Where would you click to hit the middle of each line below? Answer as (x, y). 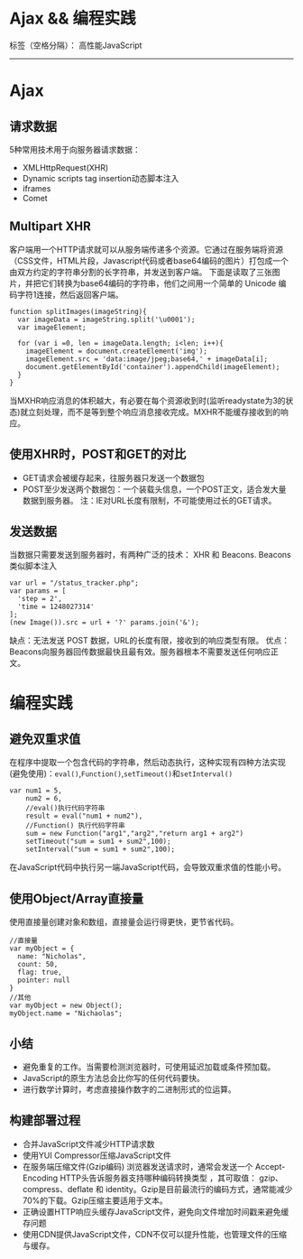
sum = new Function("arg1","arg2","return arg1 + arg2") (135, 834)
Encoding (40, 1178)
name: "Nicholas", (52, 957)
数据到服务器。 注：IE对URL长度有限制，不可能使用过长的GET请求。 (149, 500)
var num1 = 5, (36, 791)
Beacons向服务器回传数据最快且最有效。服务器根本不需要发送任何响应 (140, 652)
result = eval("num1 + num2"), (84, 816)
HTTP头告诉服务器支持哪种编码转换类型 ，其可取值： (158, 1178)
